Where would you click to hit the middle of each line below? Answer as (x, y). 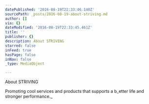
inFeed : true (18, 50)
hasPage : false (20, 55)
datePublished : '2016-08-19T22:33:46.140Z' (50, 9)
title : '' (15, 32)
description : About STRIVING (35, 41)
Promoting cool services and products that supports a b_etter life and (75, 91)
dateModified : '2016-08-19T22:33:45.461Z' (49, 28)
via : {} (13, 23)
